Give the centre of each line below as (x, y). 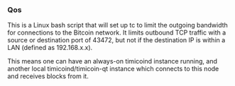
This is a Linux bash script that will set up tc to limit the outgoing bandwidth (118, 25)
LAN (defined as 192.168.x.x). (50, 48)
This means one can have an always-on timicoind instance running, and (113, 61)
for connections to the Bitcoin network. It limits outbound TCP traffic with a (117, 32)
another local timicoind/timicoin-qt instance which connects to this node (113, 69)
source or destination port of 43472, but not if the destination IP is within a (116, 40)
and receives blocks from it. (48, 76)
